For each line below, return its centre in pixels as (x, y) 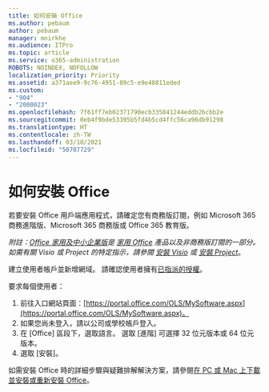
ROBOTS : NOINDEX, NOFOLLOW (53, 68)
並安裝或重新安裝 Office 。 (51, 380)
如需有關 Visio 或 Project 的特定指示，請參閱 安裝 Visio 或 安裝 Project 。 (127, 252)
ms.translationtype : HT (48, 127)
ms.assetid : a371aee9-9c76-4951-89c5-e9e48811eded (94, 82)
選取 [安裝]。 (41, 354)
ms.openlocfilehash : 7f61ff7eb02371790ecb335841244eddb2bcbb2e (116, 113)
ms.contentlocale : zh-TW (50, 134)
